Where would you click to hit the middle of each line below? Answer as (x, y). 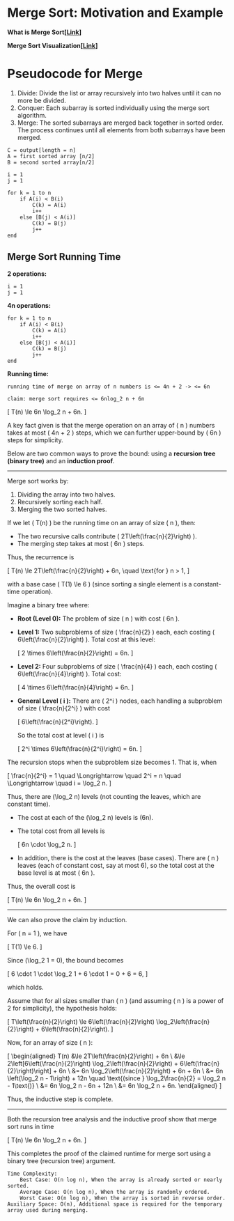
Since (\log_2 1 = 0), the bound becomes (65, 960)
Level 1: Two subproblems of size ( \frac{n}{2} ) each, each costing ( (116, 632)
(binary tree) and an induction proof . (61, 460)
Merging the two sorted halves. (62, 509)
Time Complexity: (32, 1174)
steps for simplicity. (36, 440)
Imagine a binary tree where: (48, 605)
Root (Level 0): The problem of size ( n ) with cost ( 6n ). (98, 619)
